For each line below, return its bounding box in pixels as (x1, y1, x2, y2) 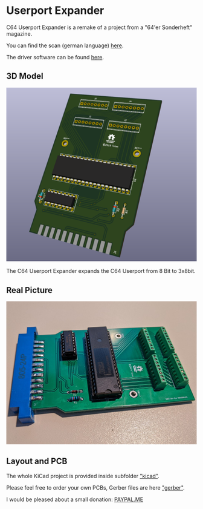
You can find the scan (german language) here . (6, 42, 124, 49)
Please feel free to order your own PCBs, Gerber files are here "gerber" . (6, 484, 185, 491)
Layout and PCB (6, 456, 68, 467)
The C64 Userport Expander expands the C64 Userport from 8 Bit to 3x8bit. (6, 268, 196, 275)
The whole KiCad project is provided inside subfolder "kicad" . (6, 472, 160, 479)
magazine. (6, 30, 33, 37)
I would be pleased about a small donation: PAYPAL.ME (6, 496, 144, 503)
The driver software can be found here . (6, 53, 105, 61)
